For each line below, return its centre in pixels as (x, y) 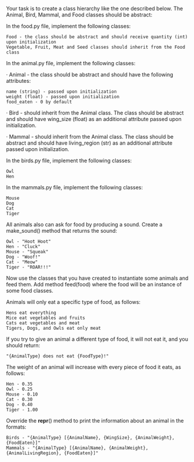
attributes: (19, 81)
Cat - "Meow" (22, 262)
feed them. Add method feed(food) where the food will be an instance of (94, 284)
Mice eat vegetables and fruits (46, 318)
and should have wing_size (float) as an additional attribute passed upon (94, 119)
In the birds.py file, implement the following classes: (69, 160)
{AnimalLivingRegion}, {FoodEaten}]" (52, 453)
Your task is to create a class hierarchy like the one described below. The (95, 9)
